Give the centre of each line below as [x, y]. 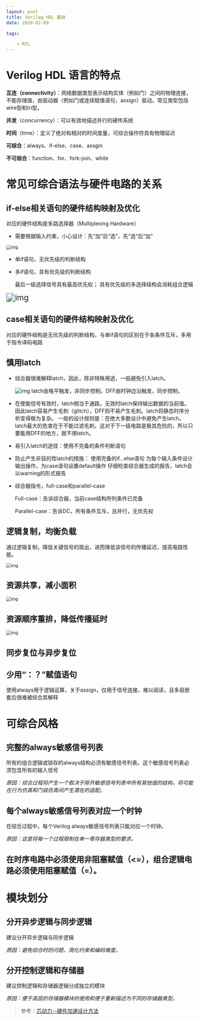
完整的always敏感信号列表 [55, 747]
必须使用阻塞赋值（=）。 [58, 870]
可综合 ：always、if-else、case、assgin [54, 145]
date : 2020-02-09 [28, 23]
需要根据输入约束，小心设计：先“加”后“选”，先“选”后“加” [84, 236]
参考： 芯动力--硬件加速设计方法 [60, 1011]
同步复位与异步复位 [41, 653]
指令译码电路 [27, 342]
